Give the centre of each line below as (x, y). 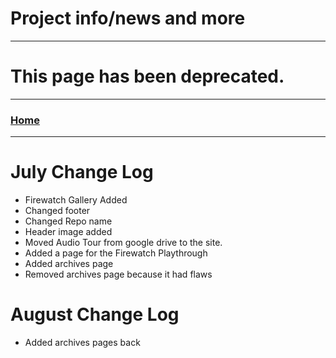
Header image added (68, 232)
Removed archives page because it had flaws (118, 274)
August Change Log (95, 314)
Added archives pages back (82, 343)
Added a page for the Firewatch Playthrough (116, 253)
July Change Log (82, 172)
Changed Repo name (68, 221)
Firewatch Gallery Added (76, 200)
